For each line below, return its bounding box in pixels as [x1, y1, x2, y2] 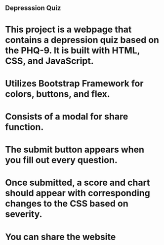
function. [5, 121, 44, 132]
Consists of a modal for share [5, 111, 128, 122]
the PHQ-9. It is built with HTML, [5, 44, 140, 56]
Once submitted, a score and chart [5, 177, 150, 188]
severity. [5, 208, 42, 220]
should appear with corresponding [5, 188, 151, 199]
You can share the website [5, 231, 116, 243]
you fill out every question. [5, 155, 118, 166]
